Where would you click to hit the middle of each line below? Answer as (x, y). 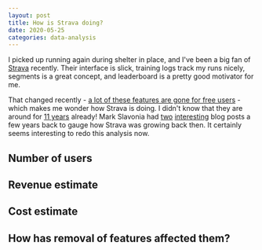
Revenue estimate (53, 185)
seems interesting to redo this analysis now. (79, 134)
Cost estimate (43, 212)
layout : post (29, 15)
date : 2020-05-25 (36, 30)
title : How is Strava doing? (56, 23)
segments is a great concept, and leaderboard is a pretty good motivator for (131, 76)
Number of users (50, 158)
